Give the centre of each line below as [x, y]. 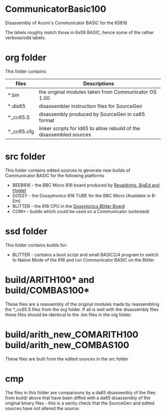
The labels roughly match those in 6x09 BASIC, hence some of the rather [80, 32]
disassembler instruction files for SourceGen [90, 106]
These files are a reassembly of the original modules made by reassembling [82, 304]
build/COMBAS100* [47, 290]
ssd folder [26, 231]
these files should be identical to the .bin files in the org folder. [69, 315]
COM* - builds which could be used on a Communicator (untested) [81, 211]
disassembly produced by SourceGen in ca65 [92, 114]
